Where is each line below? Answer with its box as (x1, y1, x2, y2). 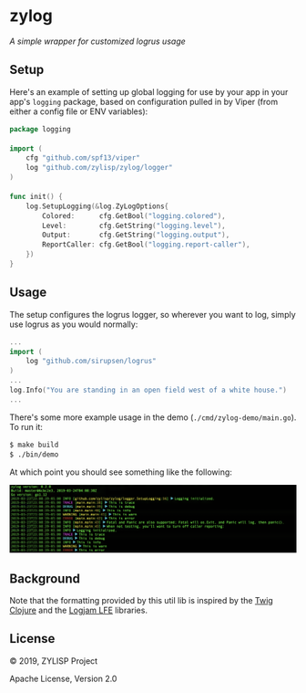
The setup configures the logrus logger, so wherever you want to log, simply (9, 309, 296, 320)
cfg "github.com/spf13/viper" (25, 153, 141, 163)
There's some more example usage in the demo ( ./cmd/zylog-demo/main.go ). (9, 412, 297, 423)
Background (9, 571, 80, 586)
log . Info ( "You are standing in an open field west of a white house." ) (9, 385, 287, 395)
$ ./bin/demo (9, 449, 59, 459)
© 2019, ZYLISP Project (9, 655, 98, 667)
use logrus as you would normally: (9, 319, 138, 330)
